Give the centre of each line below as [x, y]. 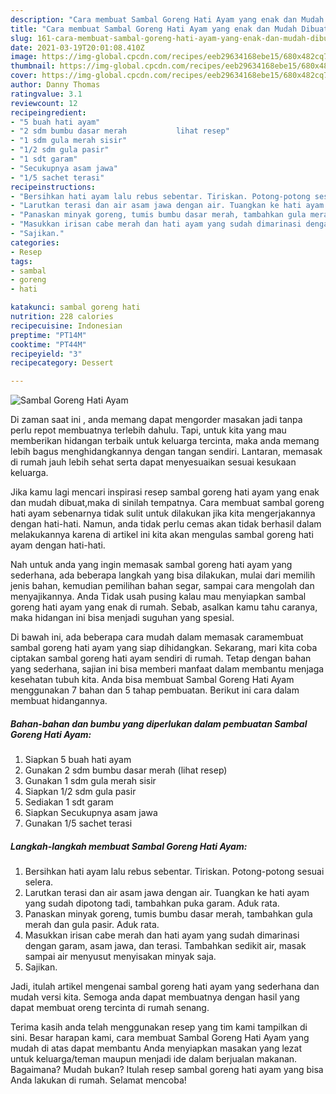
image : [24, 57]
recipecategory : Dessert [62, 363]
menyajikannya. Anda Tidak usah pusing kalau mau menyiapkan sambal [158, 597]
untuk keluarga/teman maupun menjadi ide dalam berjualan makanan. [154, 1059]
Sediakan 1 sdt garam [69, 802]
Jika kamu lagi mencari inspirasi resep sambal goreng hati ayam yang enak [165, 492]
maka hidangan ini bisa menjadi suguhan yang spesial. [122, 618]
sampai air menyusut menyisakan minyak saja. [120, 957]
